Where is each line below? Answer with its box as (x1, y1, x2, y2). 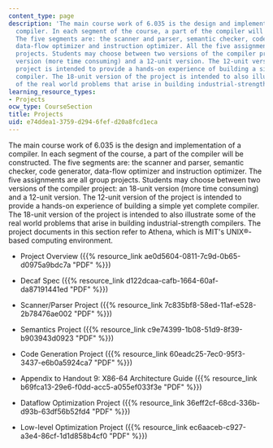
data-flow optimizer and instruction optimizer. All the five (15, 42, 231, 51)
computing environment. (31, 235, 114, 245)
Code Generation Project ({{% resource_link (19, 349, 168, 358)
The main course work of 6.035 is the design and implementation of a (8, 140, 241, 150)
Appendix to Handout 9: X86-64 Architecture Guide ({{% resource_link (19, 373, 258, 383)
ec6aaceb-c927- (189, 422, 246, 432)
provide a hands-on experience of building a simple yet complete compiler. (8, 200, 260, 210)
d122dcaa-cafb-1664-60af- (125, 275, 219, 285)
